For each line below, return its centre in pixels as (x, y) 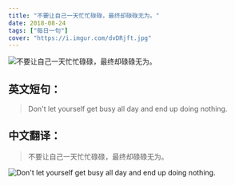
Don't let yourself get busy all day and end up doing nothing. (127, 109)
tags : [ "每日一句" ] (38, 30)
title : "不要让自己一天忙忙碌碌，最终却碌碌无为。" (84, 16)
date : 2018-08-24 (37, 23)
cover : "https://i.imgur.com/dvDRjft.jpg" (80, 38)
